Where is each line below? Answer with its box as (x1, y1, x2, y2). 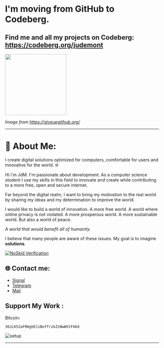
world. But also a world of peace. (5, 216, 72, 223)
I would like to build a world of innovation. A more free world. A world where (5, 206, 158, 212)
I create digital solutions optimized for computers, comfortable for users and (5, 157, 159, 163)
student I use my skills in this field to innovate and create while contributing (5, 177, 157, 183)
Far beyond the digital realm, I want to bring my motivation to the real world (5, 191, 156, 197)
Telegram (12, 282, 32, 288)
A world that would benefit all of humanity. (5, 226, 91, 232)
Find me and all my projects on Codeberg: (5, 33, 134, 41)
